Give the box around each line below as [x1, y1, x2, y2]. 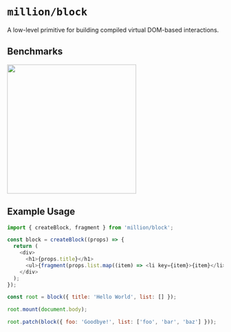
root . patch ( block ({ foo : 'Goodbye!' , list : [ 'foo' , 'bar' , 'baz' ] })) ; [7, 319, 217, 326]
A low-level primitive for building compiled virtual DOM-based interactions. [7, 25, 219, 34]
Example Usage [7, 206, 76, 218]
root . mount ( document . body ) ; [7, 306, 88, 313]
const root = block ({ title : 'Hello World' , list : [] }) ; [7, 293, 177, 301]
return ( [13, 243, 38, 250]
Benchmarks [7, 45, 63, 57]
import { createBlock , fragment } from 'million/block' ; [7, 224, 174, 231]
